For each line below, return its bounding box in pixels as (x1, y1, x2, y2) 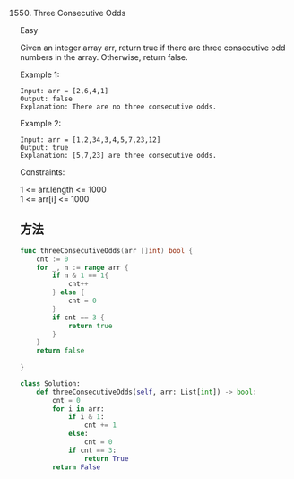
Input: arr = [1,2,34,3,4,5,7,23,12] (20, 135, 161, 144)
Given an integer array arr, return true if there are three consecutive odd (20, 42, 286, 53)
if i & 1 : (67, 413, 105, 422)
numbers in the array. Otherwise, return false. (20, 52, 188, 62)
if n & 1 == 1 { (52, 271, 109, 281)
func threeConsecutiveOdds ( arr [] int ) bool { (20, 246, 193, 255)
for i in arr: (52, 404, 105, 414)
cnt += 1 (83, 421, 117, 430)
